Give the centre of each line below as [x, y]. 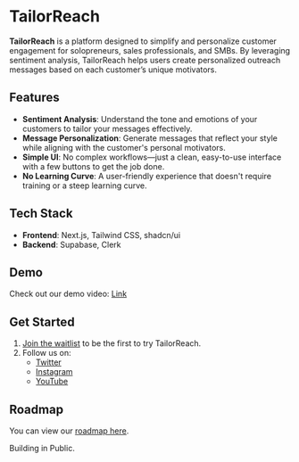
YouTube [52, 382]
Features [34, 98]
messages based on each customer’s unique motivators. [113, 70]
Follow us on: [46, 353]
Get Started [42, 322]
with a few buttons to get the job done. [93, 166]
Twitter [49, 362]
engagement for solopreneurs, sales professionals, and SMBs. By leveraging [150, 50]
